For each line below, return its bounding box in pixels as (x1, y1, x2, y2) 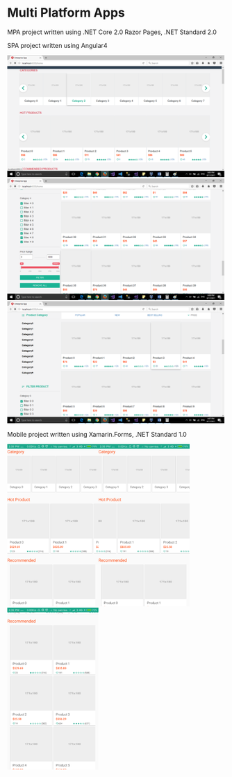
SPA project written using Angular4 (7, 41, 108, 49)
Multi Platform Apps (7, 5, 125, 21)
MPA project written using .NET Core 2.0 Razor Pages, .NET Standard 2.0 (7, 28, 217, 36)
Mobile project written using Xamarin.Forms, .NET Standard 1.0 (7, 431, 188, 439)
